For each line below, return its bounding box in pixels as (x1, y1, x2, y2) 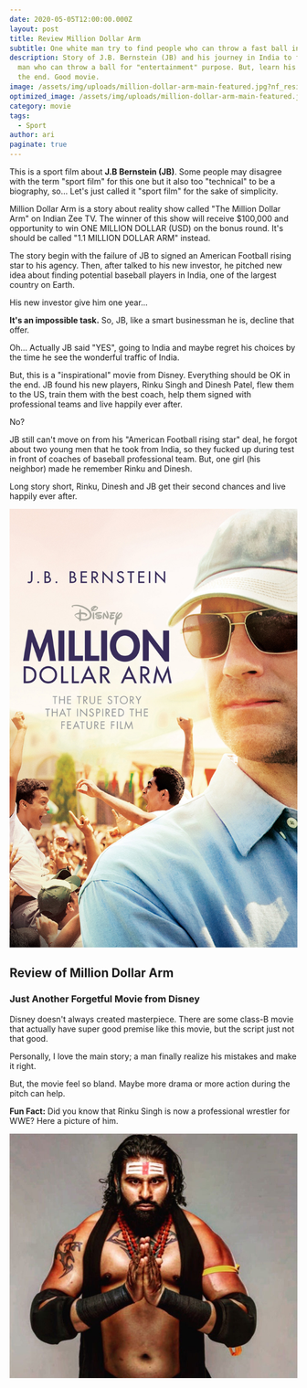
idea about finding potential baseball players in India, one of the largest (9, 270, 277, 281)
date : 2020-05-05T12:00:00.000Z (9, 15, 132, 24)
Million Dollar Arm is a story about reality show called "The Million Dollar (9, 204, 281, 214)
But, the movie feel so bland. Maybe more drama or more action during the (9, 1078, 291, 1089)
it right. (9, 1060, 37, 1071)
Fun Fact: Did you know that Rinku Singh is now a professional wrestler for (9, 1106, 291, 1117)
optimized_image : (9, 91, 76, 101)
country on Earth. (9, 280, 76, 290)
